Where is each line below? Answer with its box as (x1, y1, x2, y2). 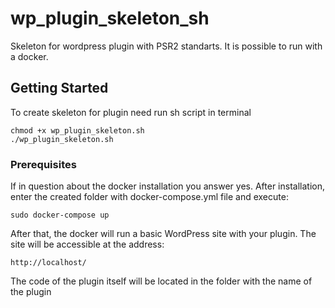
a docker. (10, 50, 49, 62)
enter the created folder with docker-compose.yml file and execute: (10, 191, 289, 203)
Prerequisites (10, 157, 77, 171)
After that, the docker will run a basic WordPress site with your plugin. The (10, 228, 317, 240)
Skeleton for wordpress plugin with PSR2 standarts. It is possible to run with (10, 40, 323, 52)
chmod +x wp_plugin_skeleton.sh (10, 125, 145, 136)
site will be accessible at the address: (10, 238, 165, 251)
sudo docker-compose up (10, 210, 110, 221)
